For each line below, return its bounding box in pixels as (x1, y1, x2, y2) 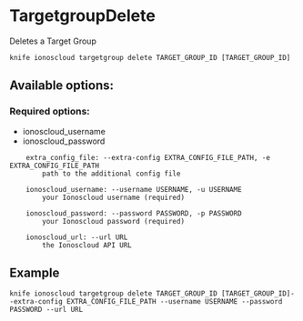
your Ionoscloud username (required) (42, 193, 185, 202)
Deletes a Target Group (9, 35, 97, 46)
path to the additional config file (42, 169, 181, 178)
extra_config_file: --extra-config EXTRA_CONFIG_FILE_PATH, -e (25, 153, 271, 162)
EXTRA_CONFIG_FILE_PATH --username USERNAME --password (66, 297, 283, 306)
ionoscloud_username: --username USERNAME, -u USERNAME (25, 185, 243, 194)
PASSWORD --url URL (9, 306, 84, 315)
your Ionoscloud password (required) (42, 216, 185, 226)
